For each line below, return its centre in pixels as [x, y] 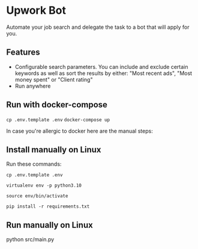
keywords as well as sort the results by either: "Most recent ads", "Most [103, 73]
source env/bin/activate [37, 196]
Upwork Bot [36, 10]
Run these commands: [34, 164]
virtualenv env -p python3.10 [44, 186]
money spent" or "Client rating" [54, 79]
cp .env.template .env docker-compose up [58, 120]
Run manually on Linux [49, 225]
